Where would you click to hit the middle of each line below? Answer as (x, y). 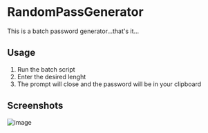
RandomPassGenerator (75, 12)
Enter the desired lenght (51, 76)
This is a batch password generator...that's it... (73, 31)
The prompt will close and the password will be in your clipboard (109, 84)
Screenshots (35, 106)
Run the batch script (46, 69)
